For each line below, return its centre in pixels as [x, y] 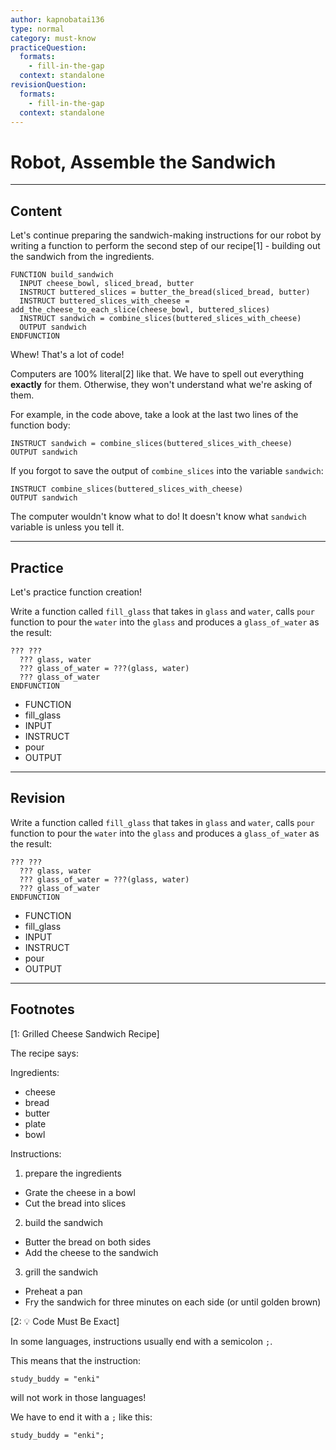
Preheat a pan [53, 1291]
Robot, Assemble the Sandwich [143, 162]
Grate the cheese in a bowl [80, 1192]
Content [36, 211]
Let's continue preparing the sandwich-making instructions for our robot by [166, 235]
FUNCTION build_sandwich [62, 275]
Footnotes [42, 1009]
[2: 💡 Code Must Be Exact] [65, 1321]
